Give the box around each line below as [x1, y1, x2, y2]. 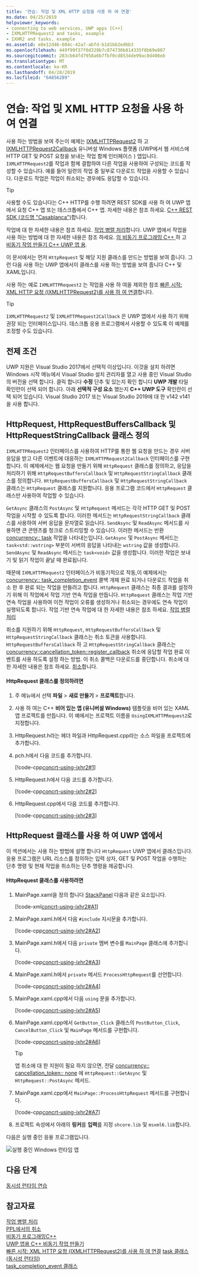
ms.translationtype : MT [6, 58, 65, 64]
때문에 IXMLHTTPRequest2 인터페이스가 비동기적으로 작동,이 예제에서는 [6, 568, 168, 576]
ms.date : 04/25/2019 [6, 14, 57, 20]
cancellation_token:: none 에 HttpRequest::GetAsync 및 [14, 1069, 147, 1076]
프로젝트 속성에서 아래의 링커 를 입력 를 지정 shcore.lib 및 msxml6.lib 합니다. [14, 1121, 191, 1128]
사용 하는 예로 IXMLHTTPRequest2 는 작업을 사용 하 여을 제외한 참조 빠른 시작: [6, 281, 182, 288]
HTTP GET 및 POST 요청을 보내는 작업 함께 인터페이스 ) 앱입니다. [6, 152, 158, 160]
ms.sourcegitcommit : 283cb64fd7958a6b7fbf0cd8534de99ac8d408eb [6, 53, 166, 59]
